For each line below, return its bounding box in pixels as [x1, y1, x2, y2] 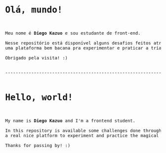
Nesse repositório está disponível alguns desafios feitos [5, 40, 152, 46]
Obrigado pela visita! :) [5, 55, 68, 60]
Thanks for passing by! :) [5, 143, 71, 148]
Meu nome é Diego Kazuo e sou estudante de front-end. [5, 30, 141, 36]
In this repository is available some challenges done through [5, 128, 162, 133]
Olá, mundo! [5, 4, 63, 15]
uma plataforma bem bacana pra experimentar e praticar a [5, 45, 149, 51]
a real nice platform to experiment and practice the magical [5, 133, 159, 138]
